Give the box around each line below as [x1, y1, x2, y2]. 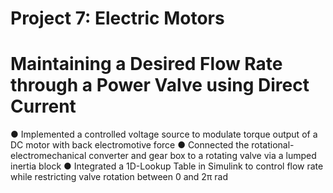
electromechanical [10, 150, 87, 162]
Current [10, 95, 77, 118]
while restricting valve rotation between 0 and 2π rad [10, 171, 228, 183]
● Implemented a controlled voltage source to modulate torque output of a [10, 128, 318, 141]
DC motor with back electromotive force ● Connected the [10, 139, 250, 151]
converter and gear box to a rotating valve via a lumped [88, 150, 317, 162]
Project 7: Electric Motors [10, 7, 225, 30]
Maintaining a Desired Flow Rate [10, 53, 283, 76]
